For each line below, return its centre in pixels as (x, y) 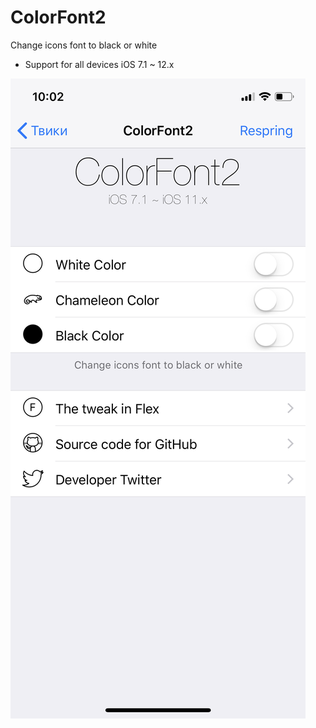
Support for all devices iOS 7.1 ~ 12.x (99, 64)
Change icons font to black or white (84, 45)
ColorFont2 (58, 17)
